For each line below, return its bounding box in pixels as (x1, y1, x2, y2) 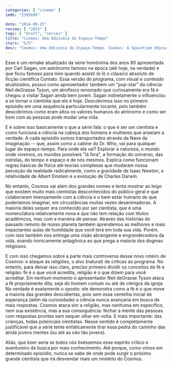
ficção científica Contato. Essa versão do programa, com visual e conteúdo (5, 75, 164, 82)
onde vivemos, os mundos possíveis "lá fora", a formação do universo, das (5, 151, 163, 157)
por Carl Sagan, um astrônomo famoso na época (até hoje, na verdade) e (5, 65, 160, 71)
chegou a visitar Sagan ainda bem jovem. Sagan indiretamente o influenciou (5, 92, 166, 98)
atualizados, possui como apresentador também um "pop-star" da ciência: (5, 81, 163, 87)
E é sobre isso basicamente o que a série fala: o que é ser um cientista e (5, 124, 159, 130)
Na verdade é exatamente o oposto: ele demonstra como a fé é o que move (5, 285, 165, 292)
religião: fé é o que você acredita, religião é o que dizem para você (5, 269, 146, 275)
